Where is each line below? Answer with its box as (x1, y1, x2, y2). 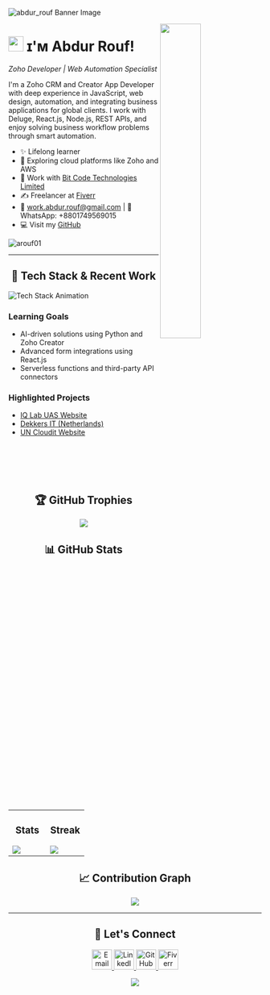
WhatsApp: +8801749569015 (19, 210, 117, 220)
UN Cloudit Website (19, 427, 86, 437)
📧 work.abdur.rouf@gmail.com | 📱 (19, 202, 133, 211)
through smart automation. (8, 131, 96, 140)
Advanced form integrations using (19, 347, 133, 356)
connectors (19, 372, 59, 382)
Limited (19, 181, 45, 191)
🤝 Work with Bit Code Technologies (19, 173, 137, 182)
